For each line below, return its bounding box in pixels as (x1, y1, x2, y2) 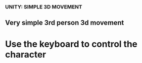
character (5, 49, 46, 60)
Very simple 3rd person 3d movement (5, 19, 124, 27)
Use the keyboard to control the (5, 38, 138, 50)
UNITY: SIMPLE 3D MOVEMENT (5, 3, 83, 10)
